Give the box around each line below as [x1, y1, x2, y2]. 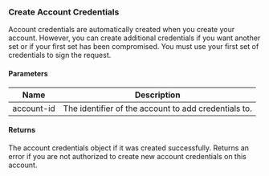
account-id [12, 103, 56, 114]
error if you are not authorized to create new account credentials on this [8, 151, 247, 161]
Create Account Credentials [8, 6, 120, 18]
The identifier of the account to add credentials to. [63, 103, 253, 114]
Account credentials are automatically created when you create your [8, 25, 235, 35]
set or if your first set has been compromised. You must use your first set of [8, 42, 259, 51]
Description [134, 89, 181, 100]
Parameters [8, 68, 48, 78]
